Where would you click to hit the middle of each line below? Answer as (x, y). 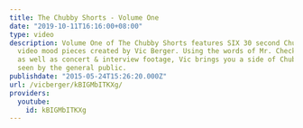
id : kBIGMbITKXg (56, 110)
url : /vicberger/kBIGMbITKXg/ (66, 85)
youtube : (34, 101)
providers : (30, 93)
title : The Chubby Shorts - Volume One (84, 18)
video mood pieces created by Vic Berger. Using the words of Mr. (145, 51)
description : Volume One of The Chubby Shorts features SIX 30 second (145, 43)
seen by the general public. (72, 69)
